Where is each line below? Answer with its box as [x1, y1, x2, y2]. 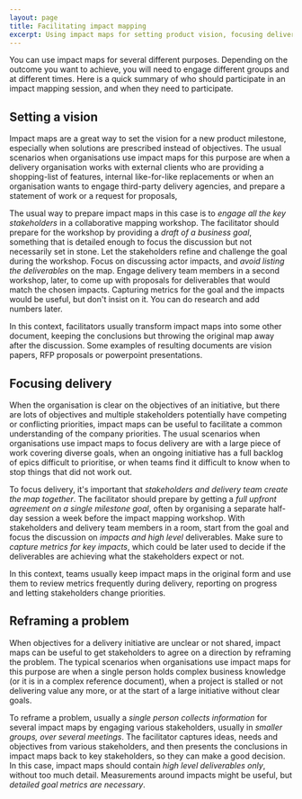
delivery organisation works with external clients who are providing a [9, 162, 264, 173]
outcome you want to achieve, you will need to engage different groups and [9, 64, 289, 75]
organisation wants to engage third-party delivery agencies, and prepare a [9, 181, 286, 192]
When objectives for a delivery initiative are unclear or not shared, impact [9, 637, 281, 648]
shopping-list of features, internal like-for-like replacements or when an [9, 172, 274, 183]
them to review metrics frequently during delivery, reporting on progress [9, 578, 278, 588]
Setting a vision [9, 109, 99, 124]
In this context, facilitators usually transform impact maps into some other [9, 321, 282, 332]
